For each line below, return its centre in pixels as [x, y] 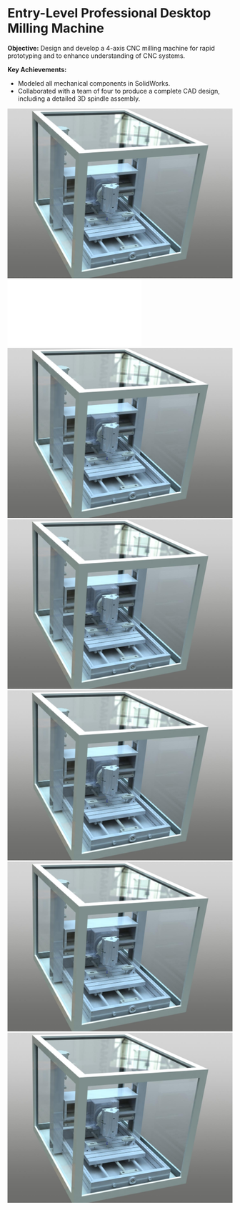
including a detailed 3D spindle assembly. [79, 99]
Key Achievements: [37, 69]
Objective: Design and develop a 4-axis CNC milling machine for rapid [111, 48]
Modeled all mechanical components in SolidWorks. [94, 83]
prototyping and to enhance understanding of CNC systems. [96, 56]
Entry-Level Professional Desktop [109, 13]
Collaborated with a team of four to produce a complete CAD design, [119, 91]
